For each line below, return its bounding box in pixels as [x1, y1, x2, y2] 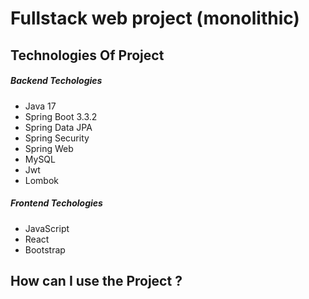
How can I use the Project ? [10, 272, 183, 289]
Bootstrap [24, 243, 66, 256]
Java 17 [24, 100, 57, 112]
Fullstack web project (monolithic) [10, 7, 300, 30]
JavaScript [24, 222, 70, 234]
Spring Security [24, 132, 90, 144]
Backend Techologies [10, 75, 103, 87]
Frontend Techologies [10, 197, 103, 209]
